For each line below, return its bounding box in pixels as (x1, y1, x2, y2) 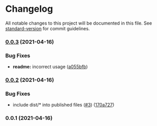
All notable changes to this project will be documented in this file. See (5, 20, 152, 26)
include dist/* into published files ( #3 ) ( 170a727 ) (12, 102, 115, 108)
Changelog (5, 3, 53, 15)
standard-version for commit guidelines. (5, 25, 90, 31)
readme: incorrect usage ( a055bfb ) (12, 64, 88, 70)
